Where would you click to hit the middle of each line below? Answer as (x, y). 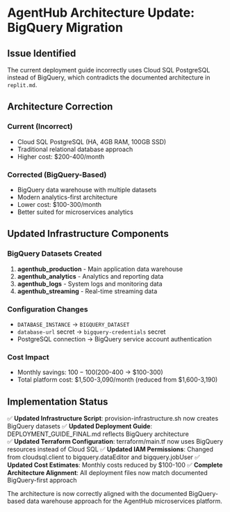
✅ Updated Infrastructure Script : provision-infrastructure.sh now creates (113, 419)
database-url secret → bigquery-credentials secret (91, 332)
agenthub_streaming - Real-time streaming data (87, 291)
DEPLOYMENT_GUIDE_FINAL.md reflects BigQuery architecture (98, 434)
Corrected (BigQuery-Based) (57, 174)
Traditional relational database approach (75, 149)
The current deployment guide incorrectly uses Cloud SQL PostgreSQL (109, 70)
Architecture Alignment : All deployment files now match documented (107, 473)
